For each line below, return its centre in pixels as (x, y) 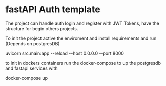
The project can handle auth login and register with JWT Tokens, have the (82, 23)
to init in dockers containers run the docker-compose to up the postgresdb (83, 63)
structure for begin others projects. (42, 28)
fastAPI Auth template (53, 9)
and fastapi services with (31, 68)
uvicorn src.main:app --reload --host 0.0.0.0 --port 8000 (65, 53)
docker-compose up (27, 78)
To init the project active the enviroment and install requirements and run (81, 38)
